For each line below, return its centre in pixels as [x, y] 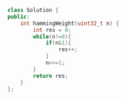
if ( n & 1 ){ [58, 43]
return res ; [51, 76]
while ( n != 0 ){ [52, 36]
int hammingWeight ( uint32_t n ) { [70, 23]
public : [19, 17]
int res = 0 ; [52, 30]
